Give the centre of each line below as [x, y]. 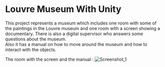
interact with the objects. [31, 49]
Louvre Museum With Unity [63, 9]
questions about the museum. [36, 39]
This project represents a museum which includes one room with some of [81, 23]
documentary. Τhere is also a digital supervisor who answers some [74, 33]
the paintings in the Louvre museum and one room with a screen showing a [83, 28]
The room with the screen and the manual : [49, 59]
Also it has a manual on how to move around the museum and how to [76, 44]
